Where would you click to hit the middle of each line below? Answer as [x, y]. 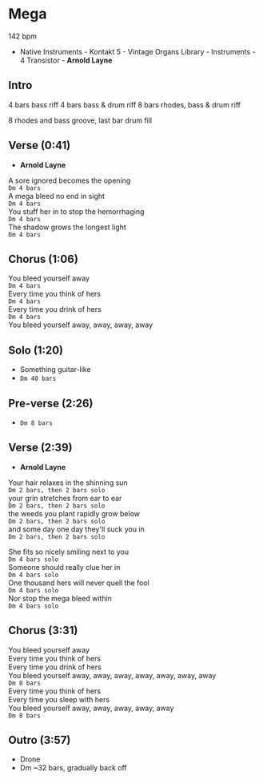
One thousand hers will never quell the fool [79, 583]
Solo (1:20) [36, 350]
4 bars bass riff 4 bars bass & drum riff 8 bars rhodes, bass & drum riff [125, 104]
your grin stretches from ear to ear [65, 498]
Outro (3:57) [40, 740]
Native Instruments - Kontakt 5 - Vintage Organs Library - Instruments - [137, 51]
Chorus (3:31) [43, 630]
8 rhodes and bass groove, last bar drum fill [80, 120]
